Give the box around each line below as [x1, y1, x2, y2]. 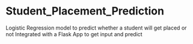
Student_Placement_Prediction [5, 4, 165, 18]
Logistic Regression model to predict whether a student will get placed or [5, 24, 187, 31]
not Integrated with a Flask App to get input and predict [5, 30, 142, 37]
